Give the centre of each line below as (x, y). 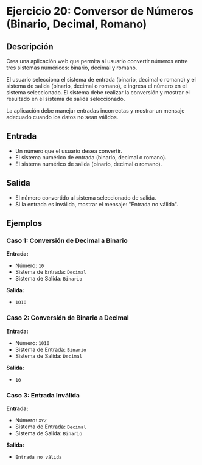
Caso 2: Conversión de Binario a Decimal (68, 318)
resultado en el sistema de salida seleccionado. (66, 99)
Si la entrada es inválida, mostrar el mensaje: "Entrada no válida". (96, 204)
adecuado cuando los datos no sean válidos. (62, 117)
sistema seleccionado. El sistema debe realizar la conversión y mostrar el (98, 92)
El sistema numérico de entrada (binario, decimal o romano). (91, 157)
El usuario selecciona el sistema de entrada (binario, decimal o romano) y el (101, 79)
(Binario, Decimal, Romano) (77, 24)
